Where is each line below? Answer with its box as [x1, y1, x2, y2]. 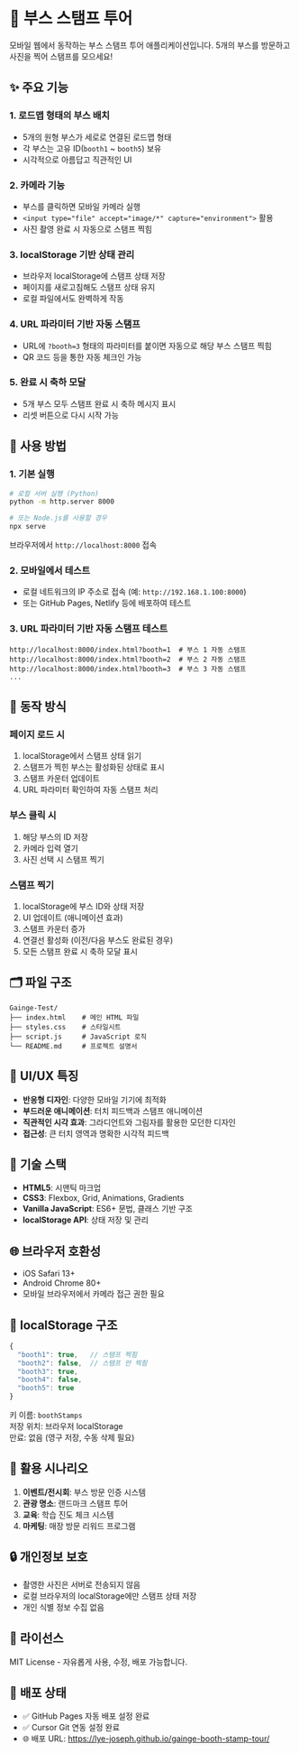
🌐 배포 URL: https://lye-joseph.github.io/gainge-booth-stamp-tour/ [22, 1733, 270, 1744]
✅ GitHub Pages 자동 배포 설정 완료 [22, 1711, 150, 1721]
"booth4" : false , [17, 1375, 83, 1385]
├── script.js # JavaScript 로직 [9, 1032, 147, 1041]
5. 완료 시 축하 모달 [9, 376, 86, 389]
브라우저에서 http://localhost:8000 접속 [9, 540, 158, 550]
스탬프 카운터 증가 [22, 923, 86, 934]
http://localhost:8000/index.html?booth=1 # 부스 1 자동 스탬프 [9, 645, 247, 654]
